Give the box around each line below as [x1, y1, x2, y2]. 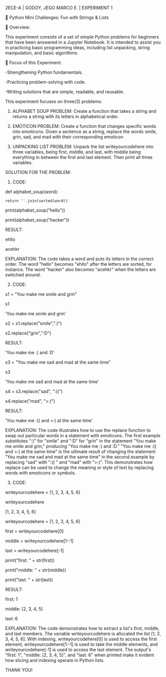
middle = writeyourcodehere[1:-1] [5, 538, 74, 544]
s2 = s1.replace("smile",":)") [5, 320, 62, 326]
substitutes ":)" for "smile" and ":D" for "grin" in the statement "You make [5, 438, 156, 444]
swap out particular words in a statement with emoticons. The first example [5, 433, 161, 438]
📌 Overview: [5, 24, 30, 30]
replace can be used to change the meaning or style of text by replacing [5, 464, 154, 470]
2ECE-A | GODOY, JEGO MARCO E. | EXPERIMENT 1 [5, 5, 113, 11]
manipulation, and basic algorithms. [5, 50, 79, 56]
